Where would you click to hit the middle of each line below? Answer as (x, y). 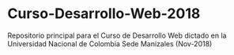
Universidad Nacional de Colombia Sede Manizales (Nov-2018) (110, 43)
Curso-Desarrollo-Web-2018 (104, 14)
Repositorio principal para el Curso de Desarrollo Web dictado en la (117, 35)
